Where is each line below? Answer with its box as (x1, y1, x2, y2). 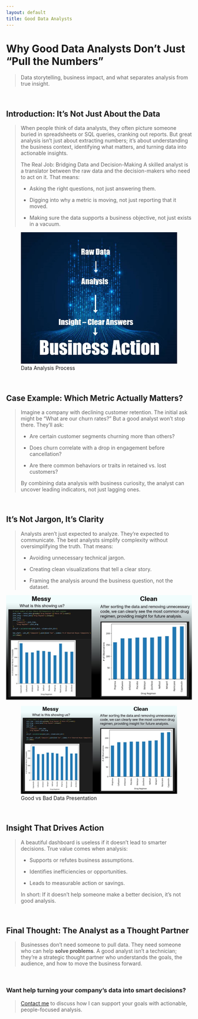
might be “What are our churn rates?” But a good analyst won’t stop (20, 415, 186, 422)
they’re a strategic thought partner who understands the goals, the (20, 954, 183, 961)
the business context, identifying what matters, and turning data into (20, 144, 187, 151)
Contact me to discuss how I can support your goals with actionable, (20, 1000, 187, 1007)
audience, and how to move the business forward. (20, 960, 143, 967)
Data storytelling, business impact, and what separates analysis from (20, 74, 189, 81)
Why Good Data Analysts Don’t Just (6, 42, 186, 56)
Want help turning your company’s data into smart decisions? (6, 987, 187, 995)
